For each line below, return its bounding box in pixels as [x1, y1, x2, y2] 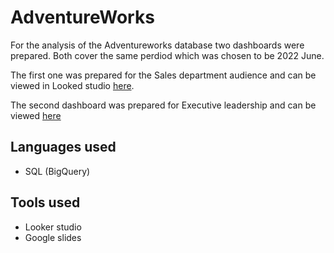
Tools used [10, 194, 81, 211]
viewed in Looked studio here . [10, 79, 135, 91]
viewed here [10, 109, 62, 121]
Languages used [10, 139, 117, 156]
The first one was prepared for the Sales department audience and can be [10, 69, 317, 81]
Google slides [24, 231, 82, 243]
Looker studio [24, 221, 82, 233]
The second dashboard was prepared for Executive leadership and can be [10, 99, 317, 111]
